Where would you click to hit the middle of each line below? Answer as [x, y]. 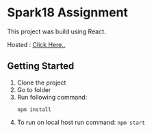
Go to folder [34, 89]
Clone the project [41, 83]
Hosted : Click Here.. [36, 44]
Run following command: [52, 97]
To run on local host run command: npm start [81, 122]
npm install [34, 109]
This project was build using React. [56, 31]
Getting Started [41, 66]
